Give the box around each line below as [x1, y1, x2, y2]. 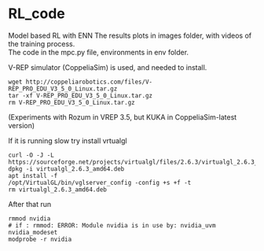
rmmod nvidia [8, 214, 51, 223]
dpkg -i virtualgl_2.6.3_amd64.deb [8, 164, 125, 173]
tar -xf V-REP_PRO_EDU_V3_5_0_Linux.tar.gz [8, 91, 153, 99]
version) [8, 120, 35, 130]
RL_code [8, 5, 65, 23]
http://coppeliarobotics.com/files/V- [25, 78, 153, 86]
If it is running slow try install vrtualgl [8, 135, 127, 146]
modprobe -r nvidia [8, 235, 72, 243]
